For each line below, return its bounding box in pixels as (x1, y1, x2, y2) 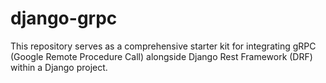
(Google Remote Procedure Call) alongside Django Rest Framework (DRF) (10, 50, 313, 62)
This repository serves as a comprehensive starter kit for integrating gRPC (10, 40, 317, 52)
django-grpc (10, 7, 118, 30)
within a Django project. (10, 61, 108, 73)
